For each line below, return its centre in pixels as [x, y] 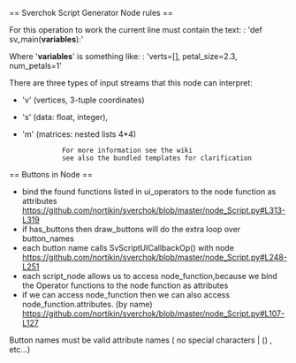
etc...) [20, 349]
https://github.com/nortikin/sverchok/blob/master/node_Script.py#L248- [154, 257]
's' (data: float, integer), [65, 117]
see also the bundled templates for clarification [157, 158]
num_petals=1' [35, 66]
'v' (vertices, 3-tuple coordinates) [83, 100]
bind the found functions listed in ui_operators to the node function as [149, 192]
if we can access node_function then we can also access [126, 295]
